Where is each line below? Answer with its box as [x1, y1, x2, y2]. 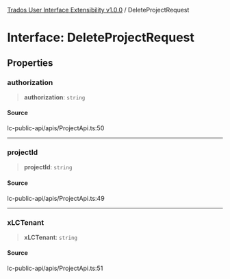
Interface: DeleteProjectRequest [7, 30, 195, 45]
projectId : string [23, 163, 73, 171]
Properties [7, 57, 53, 69]
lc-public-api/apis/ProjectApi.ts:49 [7, 194, 105, 202]
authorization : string [23, 93, 86, 101]
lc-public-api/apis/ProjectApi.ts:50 [7, 124, 105, 132]
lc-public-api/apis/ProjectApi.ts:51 [7, 264, 103, 273]
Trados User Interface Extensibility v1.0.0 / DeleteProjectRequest [7, 6, 190, 14]
